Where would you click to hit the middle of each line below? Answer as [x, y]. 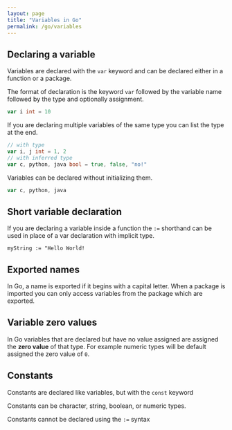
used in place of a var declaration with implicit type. [81, 236]
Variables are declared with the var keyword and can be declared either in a [115, 71]
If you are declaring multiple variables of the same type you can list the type [116, 125]
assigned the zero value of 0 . [48, 354]
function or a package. [39, 78]
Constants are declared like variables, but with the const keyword [100, 392]
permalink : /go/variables [44, 26]
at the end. [23, 133]
